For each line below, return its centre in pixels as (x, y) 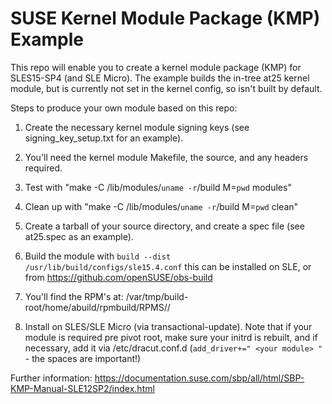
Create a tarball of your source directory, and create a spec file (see (164, 226)
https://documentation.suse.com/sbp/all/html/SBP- (199, 378)
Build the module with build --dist (98, 256)
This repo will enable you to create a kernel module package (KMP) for (156, 67)
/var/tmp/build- (157, 296)
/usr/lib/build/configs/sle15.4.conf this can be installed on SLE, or (168, 266)
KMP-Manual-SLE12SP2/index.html (82, 388)
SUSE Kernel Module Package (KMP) (165, 18)
